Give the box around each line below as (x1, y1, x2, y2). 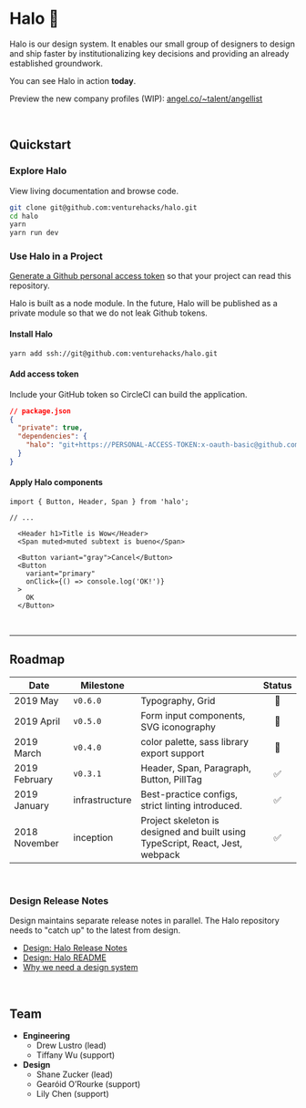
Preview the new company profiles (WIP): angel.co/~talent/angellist (9, 93, 263, 104)
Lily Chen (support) (36, 1088, 109, 1099)
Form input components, (140, 709, 246, 721)
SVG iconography (140, 720, 216, 733)
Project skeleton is (140, 813, 219, 826)
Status (262, 678, 292, 691)
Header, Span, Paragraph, (140, 761, 252, 774)
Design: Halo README (22, 952, 107, 963)
